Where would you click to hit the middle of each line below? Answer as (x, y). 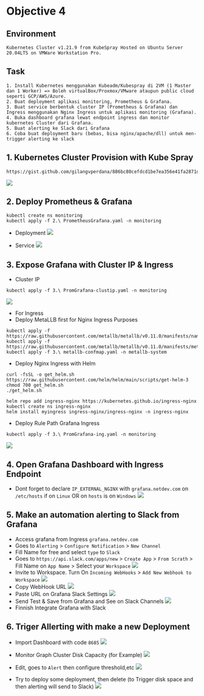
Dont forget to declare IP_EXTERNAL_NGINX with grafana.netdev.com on (102, 489)
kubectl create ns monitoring (45, 216)
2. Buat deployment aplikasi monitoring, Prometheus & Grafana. (89, 102)
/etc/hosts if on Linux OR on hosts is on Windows (76, 496)
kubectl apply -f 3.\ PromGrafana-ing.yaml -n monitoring (81, 434)
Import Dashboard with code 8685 (57, 642)
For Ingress (29, 313)
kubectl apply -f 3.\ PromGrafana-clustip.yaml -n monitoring (87, 290)
